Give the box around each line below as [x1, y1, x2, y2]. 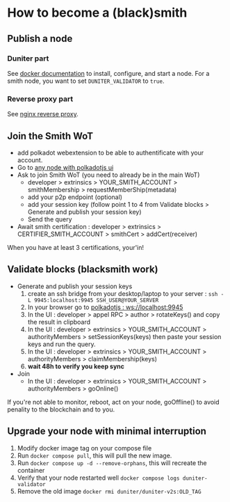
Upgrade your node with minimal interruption [7, 425, 207, 437]
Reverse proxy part [7, 94, 74, 104]
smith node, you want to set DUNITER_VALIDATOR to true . [7, 77, 165, 85]
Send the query [27, 214, 72, 223]
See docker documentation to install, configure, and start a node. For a [7, 69, 210, 77]
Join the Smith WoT [7, 130, 94, 142]
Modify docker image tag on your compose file [17, 444, 152, 452]
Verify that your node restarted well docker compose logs [17, 473, 180, 482]
